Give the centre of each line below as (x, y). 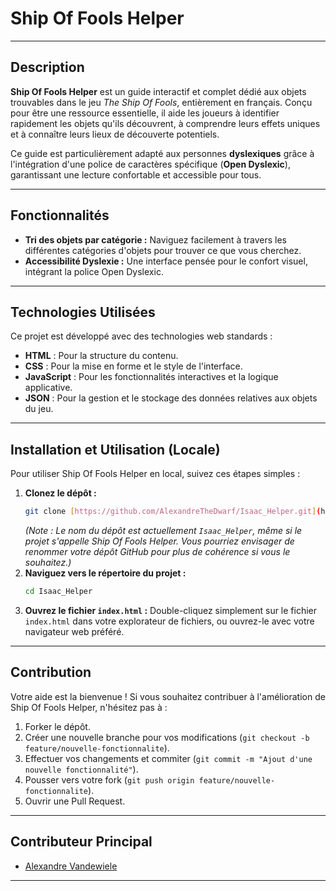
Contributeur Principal (81, 842)
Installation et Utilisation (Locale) (115, 449)
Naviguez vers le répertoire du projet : (105, 573)
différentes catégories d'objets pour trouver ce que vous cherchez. (163, 250)
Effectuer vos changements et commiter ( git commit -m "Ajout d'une (168, 758)
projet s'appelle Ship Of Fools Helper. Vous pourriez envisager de (159, 541)
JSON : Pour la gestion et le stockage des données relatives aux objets (171, 398)
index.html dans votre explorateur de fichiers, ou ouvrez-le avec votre (169, 621)
